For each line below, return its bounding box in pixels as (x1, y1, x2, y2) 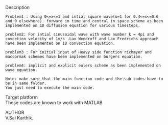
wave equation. (5, 68, 38, 73)
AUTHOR (5, 109, 25, 115)
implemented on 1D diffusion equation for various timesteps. (5, 23, 140, 28)
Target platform (5, 94, 38, 100)
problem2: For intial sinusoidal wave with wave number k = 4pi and (5, 32, 154, 37)
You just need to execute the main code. (5, 85, 95, 90)
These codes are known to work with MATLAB (5, 100, 103, 106)
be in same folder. (5, 81, 47, 86)
